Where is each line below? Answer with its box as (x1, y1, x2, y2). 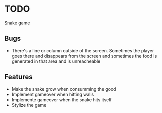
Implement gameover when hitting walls (11, 91, 94, 97)
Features (4, 73, 33, 81)
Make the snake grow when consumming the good (11, 86, 116, 92)
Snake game (4, 20, 30, 26)
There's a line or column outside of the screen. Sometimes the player (11, 47, 154, 53)
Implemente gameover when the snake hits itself (11, 96, 112, 103)
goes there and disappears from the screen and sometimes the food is (11, 53, 157, 59)
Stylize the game (11, 102, 47, 108)
